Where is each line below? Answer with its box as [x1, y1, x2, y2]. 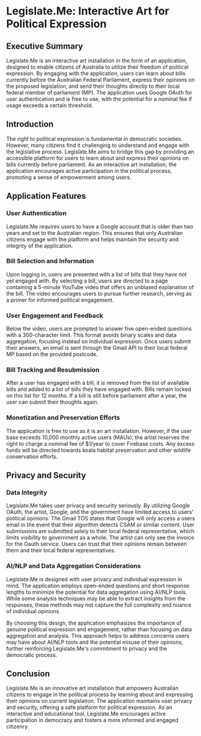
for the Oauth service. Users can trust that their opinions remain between [6, 540, 187, 547]
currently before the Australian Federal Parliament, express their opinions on [6, 76, 195, 83]
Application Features [6, 191, 86, 201]
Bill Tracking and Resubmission [6, 366, 100, 374]
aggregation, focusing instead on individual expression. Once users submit [6, 338, 191, 345]
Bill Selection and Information [6, 257, 94, 266]
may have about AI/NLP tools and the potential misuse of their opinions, [6, 638, 184, 646]
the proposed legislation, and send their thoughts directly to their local [6, 83, 180, 90]
